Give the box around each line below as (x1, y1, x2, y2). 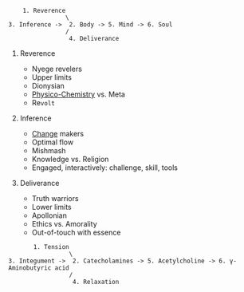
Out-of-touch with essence (31, 227, 121, 237)
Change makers (31, 129, 85, 138)
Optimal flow (31, 137, 74, 147)
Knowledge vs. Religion (31, 155, 109, 164)
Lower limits (31, 203, 72, 211)
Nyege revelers (31, 64, 82, 73)
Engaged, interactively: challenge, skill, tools (31, 163, 178, 172)
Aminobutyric (8, 264, 52, 272)
